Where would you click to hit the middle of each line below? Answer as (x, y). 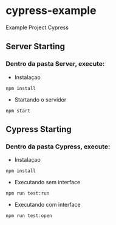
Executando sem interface (47, 182)
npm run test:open (29, 216)
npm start (18, 111)
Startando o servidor (40, 99)
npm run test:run (28, 193)
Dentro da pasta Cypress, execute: (58, 147)
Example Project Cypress (37, 27)
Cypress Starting (39, 129)
